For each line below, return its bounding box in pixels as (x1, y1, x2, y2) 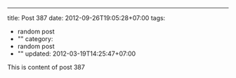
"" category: (17, 35, 53, 42)
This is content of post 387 (7, 63, 86, 71)
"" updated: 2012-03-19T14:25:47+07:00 (17, 49, 136, 58)
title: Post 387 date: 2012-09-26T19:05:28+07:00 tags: (7, 14, 166, 22)
